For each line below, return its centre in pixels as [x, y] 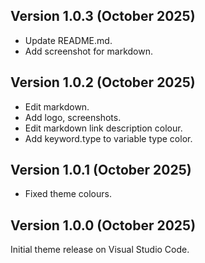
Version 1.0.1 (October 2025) [101, 170]
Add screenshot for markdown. [88, 51]
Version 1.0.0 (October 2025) [103, 225]
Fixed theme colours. [68, 194]
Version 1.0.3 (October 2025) [103, 16]
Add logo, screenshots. [73, 117]
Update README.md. [68, 40]
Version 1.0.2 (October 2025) [103, 82]
